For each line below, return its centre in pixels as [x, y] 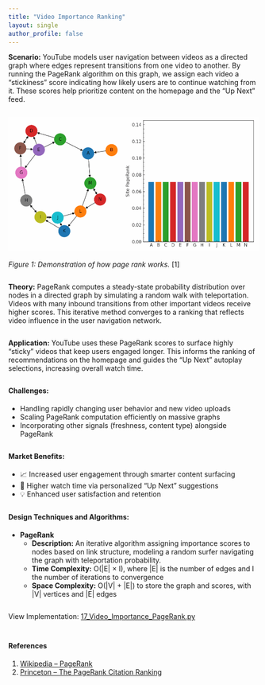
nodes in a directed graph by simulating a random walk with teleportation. [129, 295]
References [28, 646]
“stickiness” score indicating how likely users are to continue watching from [132, 83]
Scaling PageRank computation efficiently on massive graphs [120, 417]
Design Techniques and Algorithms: [69, 517]
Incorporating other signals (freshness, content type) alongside [123, 425]
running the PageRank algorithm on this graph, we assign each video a [124, 74]
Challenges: [29, 391]
